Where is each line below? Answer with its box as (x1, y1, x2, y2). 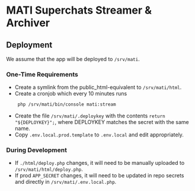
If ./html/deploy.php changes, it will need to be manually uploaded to (14, 160, 185, 167)
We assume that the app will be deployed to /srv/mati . (6, 56, 140, 62)
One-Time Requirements (6, 70, 78, 78)
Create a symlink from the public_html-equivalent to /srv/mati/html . (14, 84, 182, 91)
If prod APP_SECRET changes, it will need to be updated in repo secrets (14, 172, 184, 179)
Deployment (6, 40, 53, 50)
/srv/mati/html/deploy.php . (14, 165, 83, 173)
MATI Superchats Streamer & (6, 4, 152, 17)
